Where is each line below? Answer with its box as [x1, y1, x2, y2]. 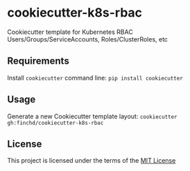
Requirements [7, 55, 69, 67]
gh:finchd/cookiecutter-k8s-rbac [7, 119, 104, 126]
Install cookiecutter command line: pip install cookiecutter [7, 73, 184, 82]
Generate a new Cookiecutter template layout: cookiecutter [7, 112, 178, 120]
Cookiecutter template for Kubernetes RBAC [7, 28, 133, 36]
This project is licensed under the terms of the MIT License [7, 156, 176, 165]
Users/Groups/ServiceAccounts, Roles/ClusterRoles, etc [7, 35, 169, 43]
